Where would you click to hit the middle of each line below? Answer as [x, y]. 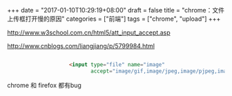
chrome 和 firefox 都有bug [44, 85]
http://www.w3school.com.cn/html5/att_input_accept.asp [89, 32]
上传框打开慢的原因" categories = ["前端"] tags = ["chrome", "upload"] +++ [114, 19]
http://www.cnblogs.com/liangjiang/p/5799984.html [81, 46]
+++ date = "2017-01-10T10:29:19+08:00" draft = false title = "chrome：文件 [116, 10]
